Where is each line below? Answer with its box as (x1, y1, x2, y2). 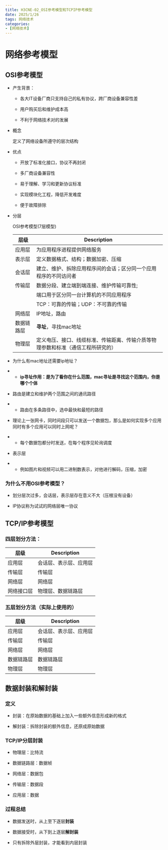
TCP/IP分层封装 (5, 737, 43, 744)
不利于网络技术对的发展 (19, 117, 68, 123)
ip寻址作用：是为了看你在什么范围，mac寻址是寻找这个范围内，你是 (19, 374, 160, 380)
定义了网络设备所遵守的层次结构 (12, 138, 78, 144)
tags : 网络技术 (5, 17, 34, 22)
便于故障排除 (19, 202, 46, 208)
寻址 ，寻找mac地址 (36, 323, 81, 330)
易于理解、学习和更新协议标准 (19, 181, 81, 187)
